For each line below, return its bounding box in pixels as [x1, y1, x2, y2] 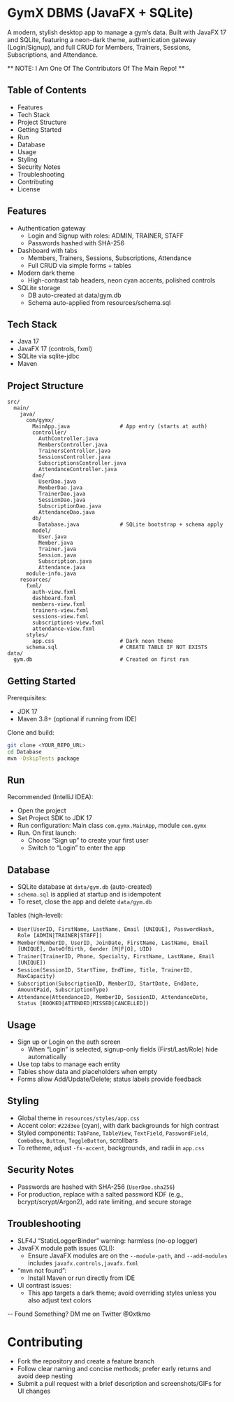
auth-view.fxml [32, 589, 77, 596]
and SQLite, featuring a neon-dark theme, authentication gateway [7, 35, 196, 43]
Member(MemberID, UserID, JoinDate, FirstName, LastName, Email [17, 939, 209, 947]
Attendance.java [38, 564, 86, 571]
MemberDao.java [38, 484, 82, 491]
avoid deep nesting [17, 1372, 73, 1380]
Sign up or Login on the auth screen [17, 1037, 121, 1046]
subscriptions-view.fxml [32, 619, 105, 627]
